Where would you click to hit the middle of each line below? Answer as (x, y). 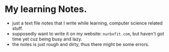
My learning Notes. (46, 9)
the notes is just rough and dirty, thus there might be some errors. (81, 44)
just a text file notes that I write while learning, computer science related (87, 23)
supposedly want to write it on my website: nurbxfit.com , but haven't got (88, 33)
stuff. (17, 28)
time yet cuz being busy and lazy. (47, 39)
